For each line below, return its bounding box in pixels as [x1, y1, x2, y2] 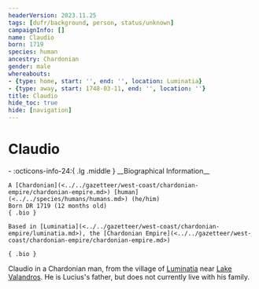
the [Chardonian [89, 229, 143, 237]
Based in [8, 222, 37, 230]
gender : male [8, 63, 51, 71]
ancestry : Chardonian [8, 56, 80, 64]
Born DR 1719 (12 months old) [8, 202, 108, 210]
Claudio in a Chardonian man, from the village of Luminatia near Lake [8, 264, 232, 273]
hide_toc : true [8, 99, 58, 107]
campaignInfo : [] [8, 26, 65, 34]
